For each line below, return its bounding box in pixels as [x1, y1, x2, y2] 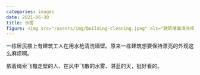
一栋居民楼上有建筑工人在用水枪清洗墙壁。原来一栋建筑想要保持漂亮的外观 [6, 42, 189, 49]
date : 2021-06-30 [6, 14, 49, 20]
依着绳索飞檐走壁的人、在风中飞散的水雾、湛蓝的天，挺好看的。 [6, 62, 162, 70]
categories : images [6, 8, 55, 15]
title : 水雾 [6, 20, 34, 26]
